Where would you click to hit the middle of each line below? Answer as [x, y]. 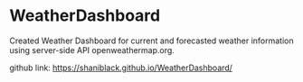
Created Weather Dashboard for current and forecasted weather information [151, 41]
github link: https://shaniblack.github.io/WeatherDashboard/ [121, 68]
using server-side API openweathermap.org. [92, 50]
